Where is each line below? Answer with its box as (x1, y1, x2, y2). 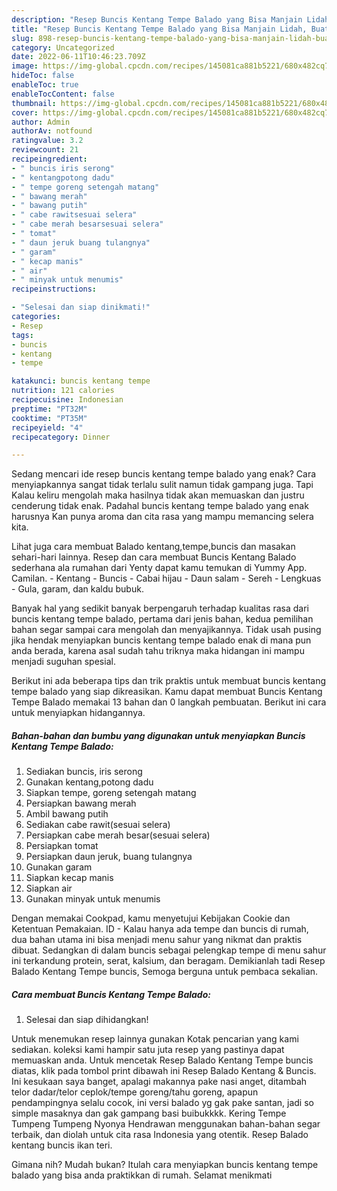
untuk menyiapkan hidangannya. (11, 707, 146, 719)
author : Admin (11, 117, 71, 127)
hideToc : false (11, 71, 75, 81)
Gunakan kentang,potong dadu (25, 776, 154, 788)
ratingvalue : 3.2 (11, 136, 84, 146)
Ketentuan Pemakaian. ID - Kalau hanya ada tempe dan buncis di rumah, (11, 923, 309, 935)
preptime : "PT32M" (11, 404, 88, 414)
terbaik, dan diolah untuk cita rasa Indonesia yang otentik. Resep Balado (11, 1129, 309, 1141)
